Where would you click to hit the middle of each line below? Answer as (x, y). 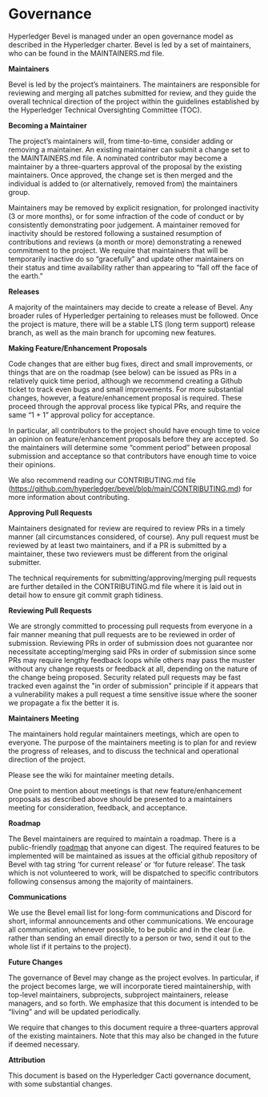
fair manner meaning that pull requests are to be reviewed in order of (122, 634)
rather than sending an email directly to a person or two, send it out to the (130, 938)
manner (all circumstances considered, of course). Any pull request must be (134, 536)
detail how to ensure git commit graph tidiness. (86, 595)
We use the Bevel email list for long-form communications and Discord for (130, 912)
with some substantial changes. (60, 1083)
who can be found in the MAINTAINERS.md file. (86, 53)
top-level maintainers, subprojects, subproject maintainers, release (118, 994)
